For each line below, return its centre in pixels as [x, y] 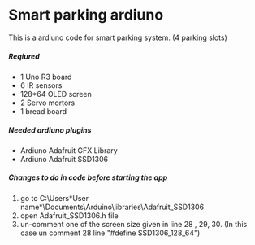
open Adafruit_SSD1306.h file [69, 215]
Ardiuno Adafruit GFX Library [69, 150]
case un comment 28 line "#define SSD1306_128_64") [110, 233]
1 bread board [43, 111]
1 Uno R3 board [46, 77]
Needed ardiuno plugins [50, 130]
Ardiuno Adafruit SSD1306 [64, 159]
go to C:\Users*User [54, 198]
